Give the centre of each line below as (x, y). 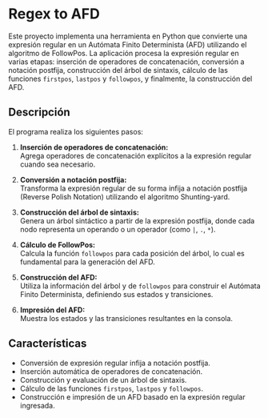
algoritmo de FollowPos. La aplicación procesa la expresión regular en (124, 53)
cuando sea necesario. (58, 164)
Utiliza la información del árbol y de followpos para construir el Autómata (140, 286)
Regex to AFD (54, 14)
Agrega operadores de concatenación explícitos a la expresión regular (136, 155)
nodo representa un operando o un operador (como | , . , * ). (118, 229)
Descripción (39, 113)
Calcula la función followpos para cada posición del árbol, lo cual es (132, 253)
